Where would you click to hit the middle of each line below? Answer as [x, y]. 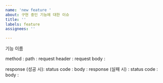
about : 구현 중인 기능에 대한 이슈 [37, 15]
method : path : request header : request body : [55, 59]
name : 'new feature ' [28, 10]
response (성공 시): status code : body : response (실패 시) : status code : [81, 69]
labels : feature [23, 24]
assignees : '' [21, 29]
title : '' [16, 19]
